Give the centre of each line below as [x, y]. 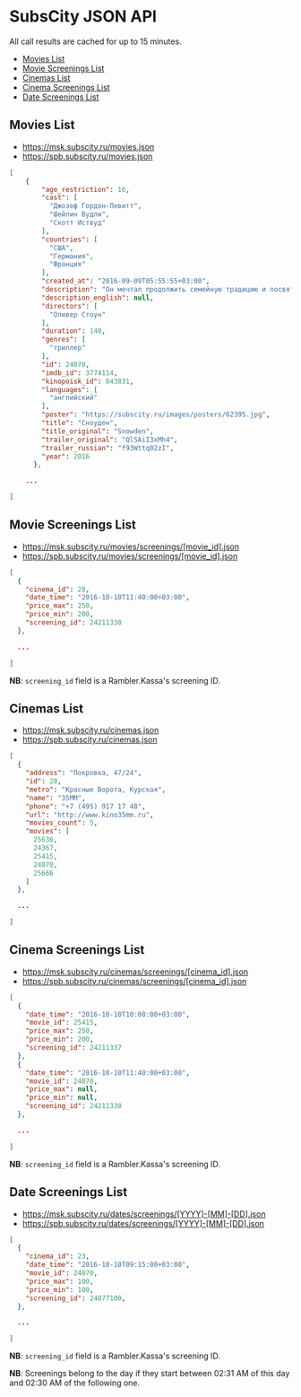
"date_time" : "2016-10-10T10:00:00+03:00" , [108, 1014]
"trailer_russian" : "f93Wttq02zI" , [108, 448]
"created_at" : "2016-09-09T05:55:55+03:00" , [126, 281]
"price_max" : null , [62, 1089]
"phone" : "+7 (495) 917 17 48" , [86, 806]
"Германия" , [71, 256]
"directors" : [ [70, 306]
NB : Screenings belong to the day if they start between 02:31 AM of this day [150, 1374]
